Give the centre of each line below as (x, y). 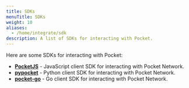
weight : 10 (19, 22)
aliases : (17, 28)
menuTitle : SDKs (26, 17)
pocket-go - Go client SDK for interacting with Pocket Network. (91, 79)
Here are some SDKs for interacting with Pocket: (64, 55)
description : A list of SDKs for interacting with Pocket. (80, 38)
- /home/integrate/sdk (39, 33)
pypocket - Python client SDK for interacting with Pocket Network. (95, 73)
